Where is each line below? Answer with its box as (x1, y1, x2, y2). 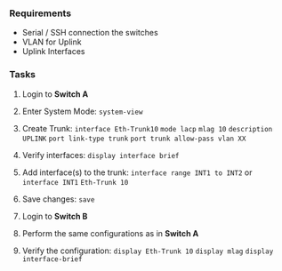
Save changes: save (21, 194, 95, 204)
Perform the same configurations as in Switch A (21, 227, 199, 238)
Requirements (9, 7, 72, 20)
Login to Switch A (21, 88, 89, 100)
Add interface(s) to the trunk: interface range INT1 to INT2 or (21, 167, 253, 178)
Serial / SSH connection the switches (21, 28, 158, 38)
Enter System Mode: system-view (21, 106, 143, 116)
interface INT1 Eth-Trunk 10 (21, 178, 129, 187)
